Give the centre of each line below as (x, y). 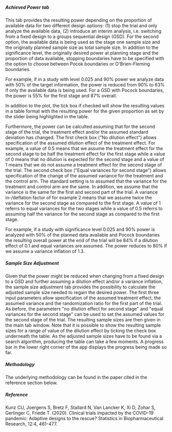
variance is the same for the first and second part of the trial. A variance (82, 192)
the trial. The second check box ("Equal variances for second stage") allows (86, 170)
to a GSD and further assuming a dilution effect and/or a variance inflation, (84, 281)
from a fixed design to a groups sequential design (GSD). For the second (82, 37)
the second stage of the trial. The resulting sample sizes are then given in (83, 319)
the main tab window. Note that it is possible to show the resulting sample (83, 325)
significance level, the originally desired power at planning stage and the (82, 53)
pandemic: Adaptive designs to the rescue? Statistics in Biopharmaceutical (84, 418)
